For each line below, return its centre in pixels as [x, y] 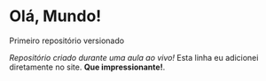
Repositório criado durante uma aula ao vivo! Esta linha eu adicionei [134, 57]
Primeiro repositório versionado [67, 40]
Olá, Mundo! [55, 16]
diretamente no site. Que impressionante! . [87, 67]
